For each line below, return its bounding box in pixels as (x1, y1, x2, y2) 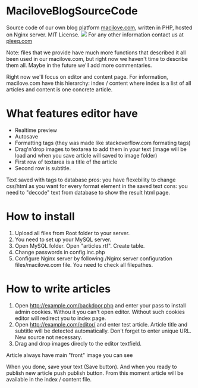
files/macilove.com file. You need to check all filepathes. (14, 261, 153, 268)
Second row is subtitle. (14, 164, 71, 171)
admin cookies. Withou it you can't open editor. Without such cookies (14, 308, 186, 315)
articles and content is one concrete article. (6, 85, 113, 93)
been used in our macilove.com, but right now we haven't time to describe (6, 55, 188, 62)
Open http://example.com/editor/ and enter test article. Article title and (14, 321, 188, 328)
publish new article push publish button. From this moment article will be (6, 369, 184, 377)
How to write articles (6, 282, 111, 295)
